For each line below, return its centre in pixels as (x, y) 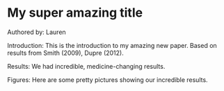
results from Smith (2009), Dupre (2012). (65, 53)
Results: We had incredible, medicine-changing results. (86, 66)
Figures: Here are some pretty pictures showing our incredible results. (107, 80)
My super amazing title (75, 13)
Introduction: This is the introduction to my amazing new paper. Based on (112, 45)
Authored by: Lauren (37, 32)
